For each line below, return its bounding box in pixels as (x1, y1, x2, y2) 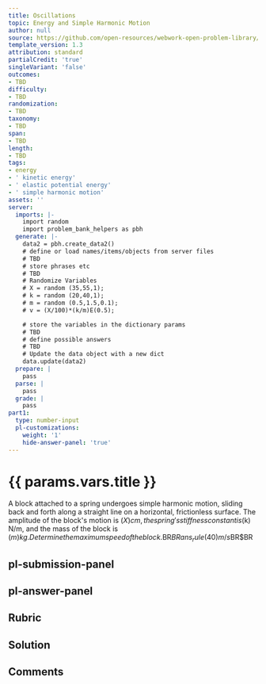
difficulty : (8, 85, 47, 94)
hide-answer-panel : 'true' (22, 438, 112, 446)
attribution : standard (8, 48, 83, 56)
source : (8, 33, 34, 42)
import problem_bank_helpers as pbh (22, 225, 144, 234)
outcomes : (8, 71, 41, 78)
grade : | (15, 394, 44, 403)
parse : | (15, 380, 44, 388)
